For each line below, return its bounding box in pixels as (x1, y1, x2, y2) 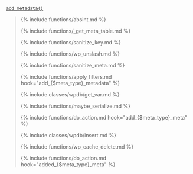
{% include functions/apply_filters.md (20, 73, 112, 80)
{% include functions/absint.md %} (20, 16, 106, 23)
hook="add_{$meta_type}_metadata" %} (20, 80, 120, 86)
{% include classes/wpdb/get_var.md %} (20, 91, 120, 98)
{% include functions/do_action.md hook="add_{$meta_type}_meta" (20, 114, 188, 121)
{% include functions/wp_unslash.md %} (20, 50, 120, 57)
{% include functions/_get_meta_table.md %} (20, 27, 131, 34)
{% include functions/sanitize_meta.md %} (20, 62, 125, 69)
